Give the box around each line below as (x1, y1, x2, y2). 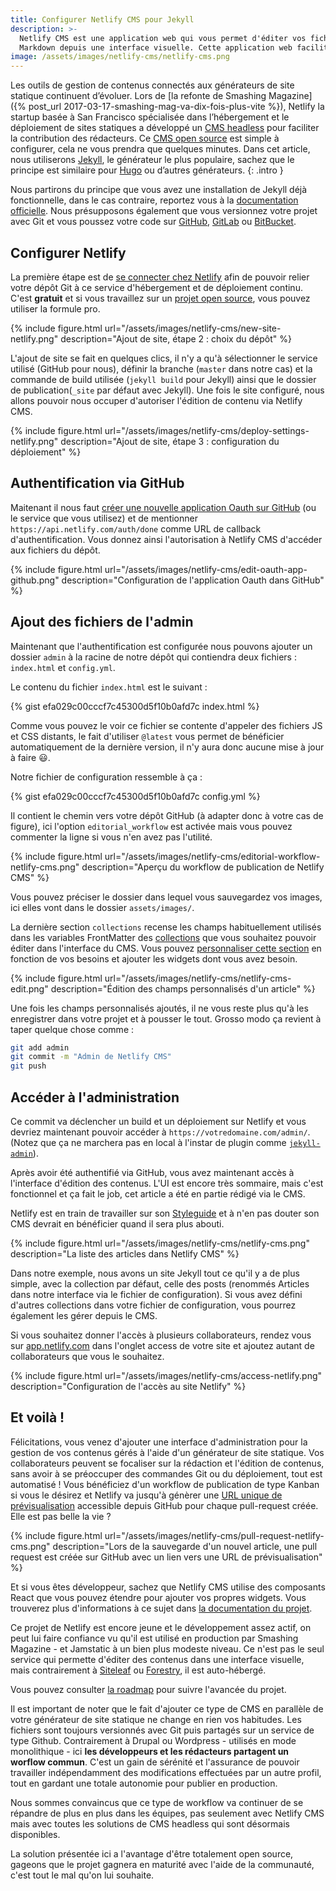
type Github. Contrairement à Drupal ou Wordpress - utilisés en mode (10, 1734, 297, 1746)
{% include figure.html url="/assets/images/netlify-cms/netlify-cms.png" (10, 1237, 310, 1249)
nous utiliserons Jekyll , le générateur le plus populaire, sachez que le (10, 154, 295, 166)
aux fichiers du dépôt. (10, 544, 101, 556)
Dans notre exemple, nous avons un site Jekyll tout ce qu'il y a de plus (10, 1267, 300, 1279)
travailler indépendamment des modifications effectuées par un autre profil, (10, 1766, 322, 1778)
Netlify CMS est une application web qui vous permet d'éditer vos (19, 33, 307, 43)
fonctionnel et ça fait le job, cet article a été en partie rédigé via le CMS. (10, 1188, 306, 1200)
